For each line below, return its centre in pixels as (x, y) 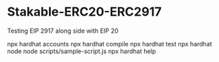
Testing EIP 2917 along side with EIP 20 (63, 31)
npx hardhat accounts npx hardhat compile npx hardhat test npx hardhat (109, 44)
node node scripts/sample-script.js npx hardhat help (82, 51)
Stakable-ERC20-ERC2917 (84, 12)
